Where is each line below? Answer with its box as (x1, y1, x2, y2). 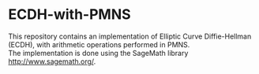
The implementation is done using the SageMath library (8, 48, 189, 57)
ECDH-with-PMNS (8, 6, 132, 24)
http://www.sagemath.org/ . (8, 57, 96, 66)
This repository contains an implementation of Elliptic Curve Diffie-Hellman (8, 31, 252, 41)
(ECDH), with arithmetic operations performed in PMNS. (8, 39, 190, 49)
